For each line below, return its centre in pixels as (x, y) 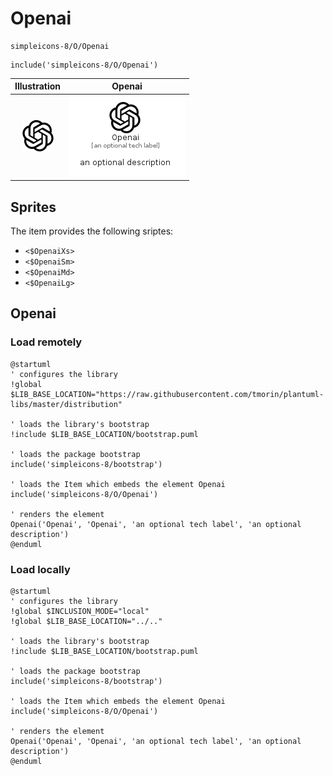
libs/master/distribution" (66, 404)
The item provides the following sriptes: (92, 231)
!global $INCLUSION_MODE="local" (80, 611)
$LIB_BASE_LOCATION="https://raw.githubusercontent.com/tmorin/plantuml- (167, 394)
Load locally (40, 569)
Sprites (33, 207)
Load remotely (46, 342)
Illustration (38, 86)
